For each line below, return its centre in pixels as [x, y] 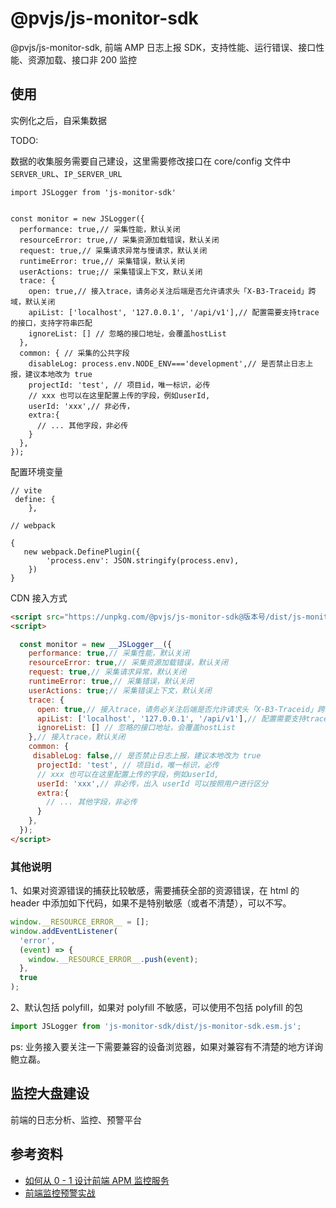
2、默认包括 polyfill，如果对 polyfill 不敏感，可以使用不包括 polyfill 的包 [156, 1008]
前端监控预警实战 [60, 1193]
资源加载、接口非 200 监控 [82, 59]
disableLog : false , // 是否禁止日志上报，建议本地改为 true [147, 756]
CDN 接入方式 [39, 598]
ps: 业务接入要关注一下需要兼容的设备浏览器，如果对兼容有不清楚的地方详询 [166, 1046]
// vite [26, 490]
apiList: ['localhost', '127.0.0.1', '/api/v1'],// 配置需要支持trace [174, 312]
